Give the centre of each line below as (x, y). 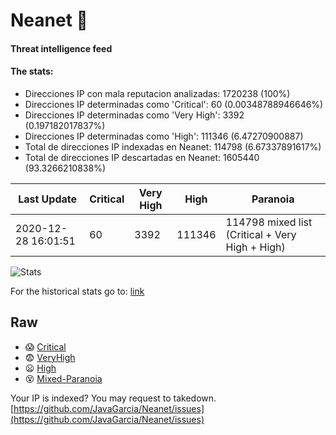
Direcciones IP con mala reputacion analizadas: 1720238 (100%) (157, 93)
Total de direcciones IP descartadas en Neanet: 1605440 (142, 157)
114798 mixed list (269, 222)
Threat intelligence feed (61, 48)
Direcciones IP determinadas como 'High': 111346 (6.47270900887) (164, 136)
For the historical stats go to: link (77, 291)
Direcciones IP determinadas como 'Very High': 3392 (134, 115)
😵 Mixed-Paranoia (63, 378)
